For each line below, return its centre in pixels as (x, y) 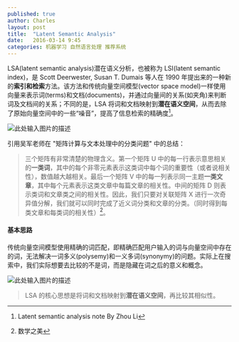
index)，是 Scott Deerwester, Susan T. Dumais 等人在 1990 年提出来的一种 (116, 77)
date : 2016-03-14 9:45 (44, 41)
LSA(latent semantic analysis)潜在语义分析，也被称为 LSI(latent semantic (114, 68)
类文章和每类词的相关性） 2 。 (67, 212)
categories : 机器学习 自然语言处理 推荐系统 (67, 47)
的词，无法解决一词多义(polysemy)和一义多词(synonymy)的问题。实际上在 (116, 256)
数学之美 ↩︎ (34, 331)
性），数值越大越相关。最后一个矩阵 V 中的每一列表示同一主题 (115, 176)
